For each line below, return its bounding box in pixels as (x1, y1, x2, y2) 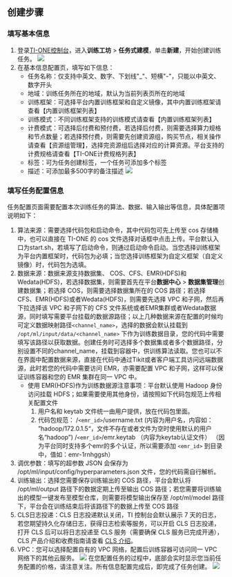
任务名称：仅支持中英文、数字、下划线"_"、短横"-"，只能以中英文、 (27, 72, 220, 80)
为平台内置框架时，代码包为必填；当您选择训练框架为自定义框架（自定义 (17, 251, 223, 260)
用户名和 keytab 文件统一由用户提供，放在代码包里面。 (37, 407, 194, 415)
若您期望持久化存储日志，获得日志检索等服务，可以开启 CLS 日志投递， (17, 519, 220, 527)
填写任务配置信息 (7, 186, 64, 195)
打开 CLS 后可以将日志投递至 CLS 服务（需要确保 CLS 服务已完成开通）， (17, 527, 223, 536)
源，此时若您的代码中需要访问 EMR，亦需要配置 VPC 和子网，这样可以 (17, 364, 217, 372)
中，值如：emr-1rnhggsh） (37, 450, 115, 458)
